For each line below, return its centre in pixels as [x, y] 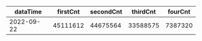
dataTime [28, 12]
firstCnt [68, 12]
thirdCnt [144, 12]
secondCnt [106, 12]
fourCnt [179, 12]
